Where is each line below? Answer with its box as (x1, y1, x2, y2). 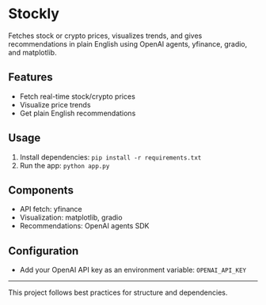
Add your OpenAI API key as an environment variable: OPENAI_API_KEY (19, 265, 247, 275)
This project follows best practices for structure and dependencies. (8, 288, 228, 297)
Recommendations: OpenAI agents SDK (19, 221, 150, 231)
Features (8, 70, 53, 84)
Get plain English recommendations (19, 108, 136, 118)
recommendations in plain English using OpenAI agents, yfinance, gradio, (8, 39, 248, 48)
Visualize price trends (19, 100, 91, 109)
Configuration (8, 244, 79, 258)
